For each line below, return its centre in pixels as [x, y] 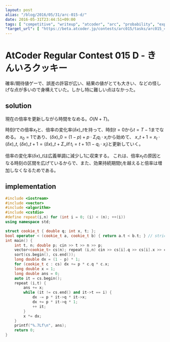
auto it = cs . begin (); [38, 278]
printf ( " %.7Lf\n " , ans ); [40, 326]
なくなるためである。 [36, 170]
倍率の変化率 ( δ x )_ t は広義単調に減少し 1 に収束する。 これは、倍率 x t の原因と [83, 157]
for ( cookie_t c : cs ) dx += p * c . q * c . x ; [62, 264]
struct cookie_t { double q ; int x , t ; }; [51, 231]
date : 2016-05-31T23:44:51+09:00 [40, 19]
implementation [31, 187]
